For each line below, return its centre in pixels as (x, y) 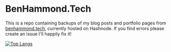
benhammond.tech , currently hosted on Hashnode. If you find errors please (85, 28)
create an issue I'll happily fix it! (39, 34)
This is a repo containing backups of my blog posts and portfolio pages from (86, 23)
